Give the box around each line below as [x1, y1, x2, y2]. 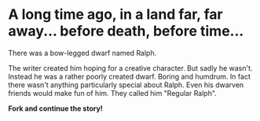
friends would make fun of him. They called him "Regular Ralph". [8, 88, 218, 97]
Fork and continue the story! [8, 104, 104, 113]
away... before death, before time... [8, 22, 244, 40]
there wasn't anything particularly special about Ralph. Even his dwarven [8, 80, 244, 90]
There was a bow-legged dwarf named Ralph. [8, 48, 157, 57]
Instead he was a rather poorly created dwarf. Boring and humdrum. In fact [8, 71, 251, 81]
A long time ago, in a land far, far [8, 5, 223, 24]
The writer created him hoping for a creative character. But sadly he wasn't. [8, 63, 253, 72]
